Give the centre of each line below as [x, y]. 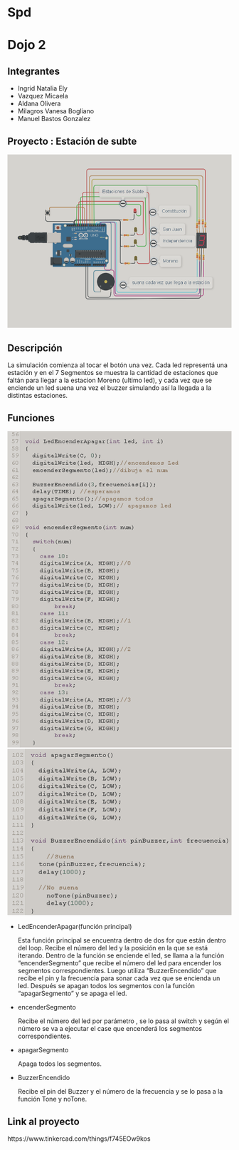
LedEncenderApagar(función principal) [75, 927]
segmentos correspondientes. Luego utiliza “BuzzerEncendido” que [117, 971]
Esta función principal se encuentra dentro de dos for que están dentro [122, 940]
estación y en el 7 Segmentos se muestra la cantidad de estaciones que [113, 373]
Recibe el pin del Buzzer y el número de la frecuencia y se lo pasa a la [120, 1092]
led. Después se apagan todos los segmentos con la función [106, 986]
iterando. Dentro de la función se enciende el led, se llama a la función [121, 955]
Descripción [35, 348]
